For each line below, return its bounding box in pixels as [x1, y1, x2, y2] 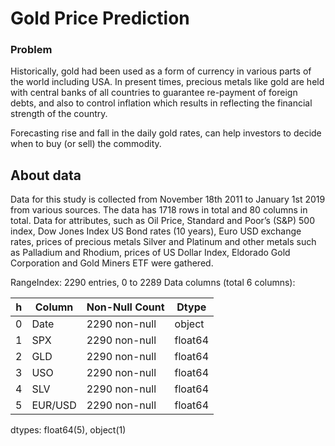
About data [10, 167, 82, 184]
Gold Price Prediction [10, 7, 190, 30]
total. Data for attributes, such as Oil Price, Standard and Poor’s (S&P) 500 [10, 215, 315, 227]
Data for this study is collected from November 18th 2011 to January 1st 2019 [10, 193, 326, 206]
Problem [10, 43, 53, 57]
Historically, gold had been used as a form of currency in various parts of [10, 65, 312, 77]
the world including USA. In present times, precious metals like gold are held [10, 76, 325, 88]
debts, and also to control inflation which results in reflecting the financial [10, 97, 313, 109]
